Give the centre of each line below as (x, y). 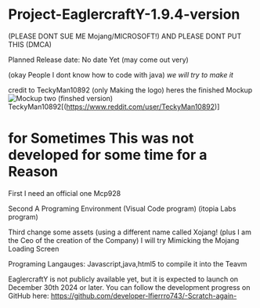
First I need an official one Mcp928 (65, 193)
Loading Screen (34, 248)
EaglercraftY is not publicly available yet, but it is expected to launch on (123, 279)
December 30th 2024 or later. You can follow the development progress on (129, 287)
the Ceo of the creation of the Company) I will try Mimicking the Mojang (124, 240)
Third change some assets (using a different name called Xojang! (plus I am (130, 232)
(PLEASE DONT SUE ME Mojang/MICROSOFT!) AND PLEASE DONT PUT (125, 36)
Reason (33, 172)
